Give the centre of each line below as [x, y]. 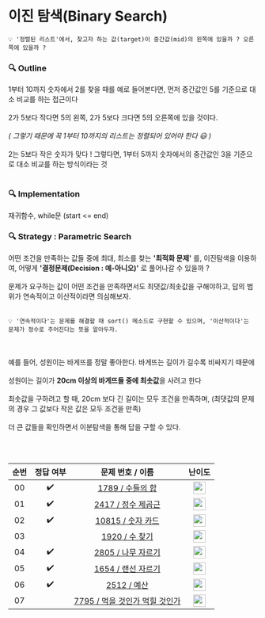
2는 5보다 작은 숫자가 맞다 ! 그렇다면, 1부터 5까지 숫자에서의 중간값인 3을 [120, 154]
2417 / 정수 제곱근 [127, 505]
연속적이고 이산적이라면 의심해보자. [77, 296]
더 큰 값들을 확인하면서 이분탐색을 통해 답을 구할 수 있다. [95, 427]
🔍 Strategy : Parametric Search [70, 237]
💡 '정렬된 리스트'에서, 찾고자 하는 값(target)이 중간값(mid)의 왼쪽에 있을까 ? [124, 39]
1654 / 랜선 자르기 [127, 569]
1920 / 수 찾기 [127, 537]
